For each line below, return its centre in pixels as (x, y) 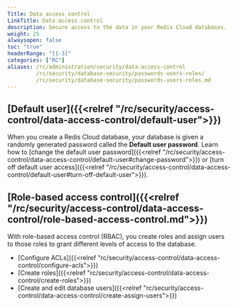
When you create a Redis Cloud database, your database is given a (106, 137)
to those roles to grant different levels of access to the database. (102, 244)
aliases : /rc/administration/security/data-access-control (97, 67)
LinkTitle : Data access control (55, 21)
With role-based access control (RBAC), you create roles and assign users (116, 236)
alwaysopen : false (34, 41)
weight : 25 (23, 34)
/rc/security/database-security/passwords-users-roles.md (124, 80)
